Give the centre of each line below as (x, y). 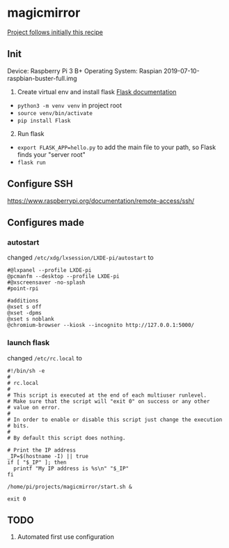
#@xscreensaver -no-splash (46, 283)
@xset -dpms (24, 313)
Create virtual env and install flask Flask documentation (97, 91)
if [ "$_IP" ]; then (37, 462)
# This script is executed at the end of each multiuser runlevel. (107, 395)
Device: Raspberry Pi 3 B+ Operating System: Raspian (85, 70)
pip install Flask (44, 121)
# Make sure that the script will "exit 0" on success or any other (109, 401)
